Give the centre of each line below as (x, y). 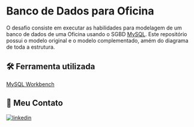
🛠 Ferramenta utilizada (51, 67)
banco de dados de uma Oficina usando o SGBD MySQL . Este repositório (97, 34)
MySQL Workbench (31, 84)
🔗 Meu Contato (35, 103)
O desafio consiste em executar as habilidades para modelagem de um (94, 28)
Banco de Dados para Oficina (80, 11)
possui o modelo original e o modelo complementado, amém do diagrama (97, 40)
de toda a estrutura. (31, 47)
